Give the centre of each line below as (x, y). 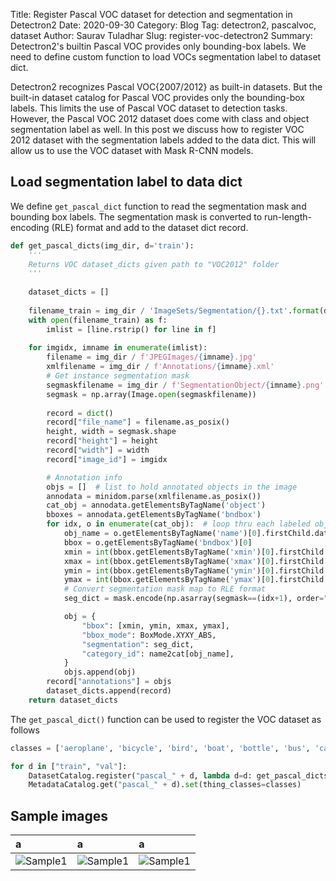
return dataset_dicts (73, 700)
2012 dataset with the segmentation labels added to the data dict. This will (163, 140)
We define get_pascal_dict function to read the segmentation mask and (158, 206)
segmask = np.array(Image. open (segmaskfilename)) (151, 394)
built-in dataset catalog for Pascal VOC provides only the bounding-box (157, 97)
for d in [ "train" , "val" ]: (69, 766)
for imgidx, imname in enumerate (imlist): (118, 348)
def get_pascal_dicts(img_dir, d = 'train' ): (102, 245)
